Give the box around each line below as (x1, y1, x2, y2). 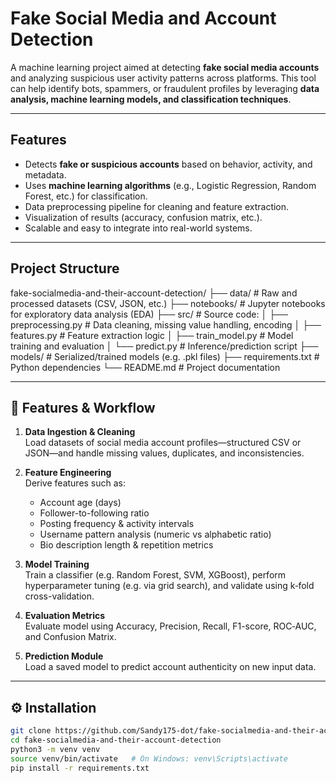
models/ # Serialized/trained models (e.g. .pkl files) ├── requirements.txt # (10, 350, 320, 362)
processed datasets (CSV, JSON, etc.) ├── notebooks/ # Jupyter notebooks (10, 297, 326, 309)
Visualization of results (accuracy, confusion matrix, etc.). (24, 211, 263, 223)
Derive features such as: (24, 477, 127, 489)
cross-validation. (24, 590, 95, 602)
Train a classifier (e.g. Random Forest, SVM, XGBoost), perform (24, 569, 287, 581)
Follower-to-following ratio (39, 507, 150, 519)
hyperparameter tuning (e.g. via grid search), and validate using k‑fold (24, 580, 315, 592)
